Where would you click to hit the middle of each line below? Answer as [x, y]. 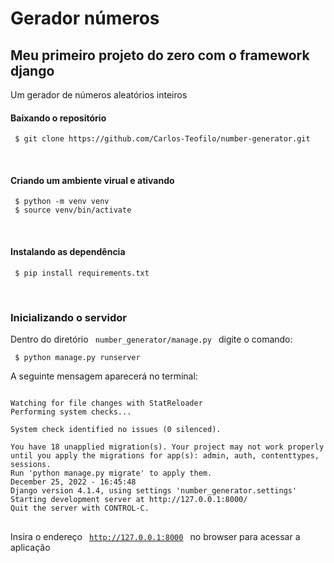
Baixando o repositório [58, 118]
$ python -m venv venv [62, 202]
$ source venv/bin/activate [73, 210]
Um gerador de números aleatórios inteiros [99, 95]
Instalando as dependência [68, 251]
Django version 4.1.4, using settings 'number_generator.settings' [154, 490]
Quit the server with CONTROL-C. [80, 508]
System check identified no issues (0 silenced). [116, 429]
